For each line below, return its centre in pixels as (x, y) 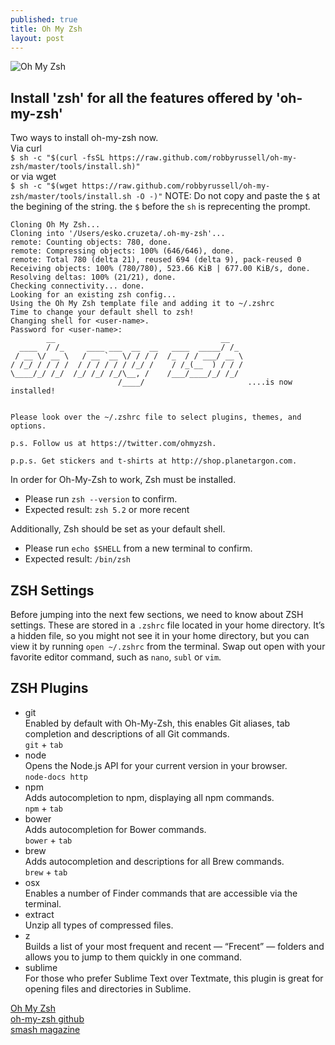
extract (39, 914)
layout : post (37, 38)
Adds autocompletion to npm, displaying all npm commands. (149, 797)
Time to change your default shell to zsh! (102, 312)
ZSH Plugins (49, 688)
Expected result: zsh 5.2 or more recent (107, 510)
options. (28, 426)
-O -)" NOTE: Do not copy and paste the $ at (228, 196)
